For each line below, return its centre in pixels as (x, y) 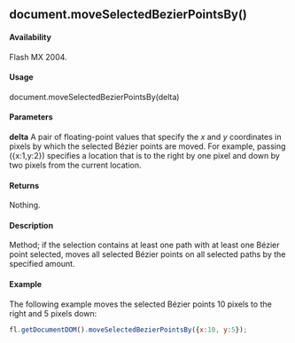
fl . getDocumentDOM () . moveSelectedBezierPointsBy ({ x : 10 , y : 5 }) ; (128, 330)
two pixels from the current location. (75, 165)
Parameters (31, 117)
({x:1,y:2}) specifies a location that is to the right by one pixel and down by (145, 156)
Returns (24, 185)
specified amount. (42, 264)
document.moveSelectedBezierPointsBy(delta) (94, 97)
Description (31, 225)
